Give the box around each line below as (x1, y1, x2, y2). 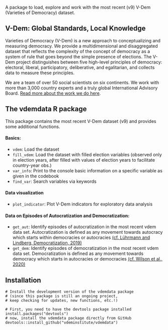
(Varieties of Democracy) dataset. (5, 10, 75, 16)
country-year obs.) (12, 162, 52, 168)
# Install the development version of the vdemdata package (5, 289, 134, 294)
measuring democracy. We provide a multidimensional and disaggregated (5, 43, 158, 49)
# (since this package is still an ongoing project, (5, 294, 118, 299)
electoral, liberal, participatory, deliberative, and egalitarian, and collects (5, 64, 155, 70)
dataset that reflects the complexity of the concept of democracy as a (5, 48, 150, 54)
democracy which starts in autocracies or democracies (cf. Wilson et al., (12, 256, 162, 262)
